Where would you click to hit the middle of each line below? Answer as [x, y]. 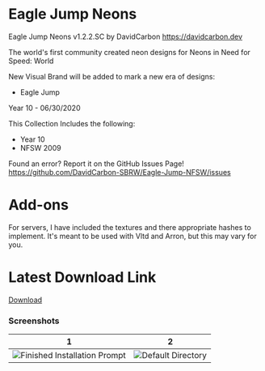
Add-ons [38, 205]
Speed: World [31, 61]
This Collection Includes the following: [72, 123]
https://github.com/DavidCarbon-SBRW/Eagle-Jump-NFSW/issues [120, 172]
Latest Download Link [82, 277]
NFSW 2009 [41, 147]
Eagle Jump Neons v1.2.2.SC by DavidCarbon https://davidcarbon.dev [126, 36]
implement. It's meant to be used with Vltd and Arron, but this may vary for [132, 236]
